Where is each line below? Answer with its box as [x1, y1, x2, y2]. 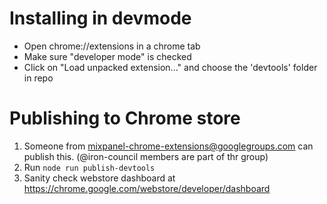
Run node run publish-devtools [23, 161, 156, 173]
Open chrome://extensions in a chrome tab [23, 40, 201, 52]
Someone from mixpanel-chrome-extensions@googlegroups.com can [23, 140, 314, 152]
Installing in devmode [9, 7, 192, 30]
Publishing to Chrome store [9, 107, 241, 130]
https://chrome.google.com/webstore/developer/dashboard [23, 182, 271, 194]
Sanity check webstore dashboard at [23, 172, 176, 184]
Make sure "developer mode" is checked [23, 50, 192, 62]
